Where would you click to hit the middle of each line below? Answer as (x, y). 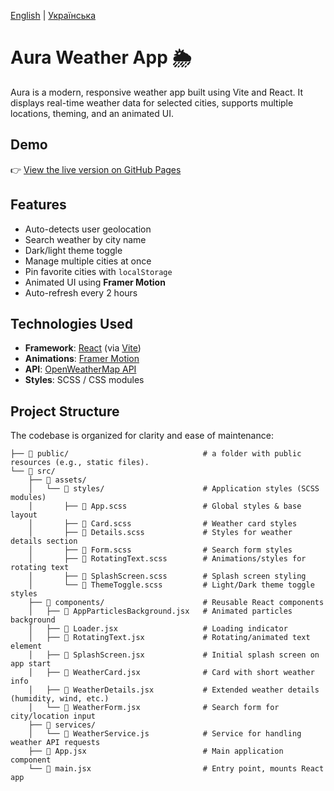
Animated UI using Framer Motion (95, 282)
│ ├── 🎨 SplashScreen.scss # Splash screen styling (167, 576)
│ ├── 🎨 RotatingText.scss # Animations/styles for (167, 559)
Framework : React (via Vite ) (83, 348)
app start (31, 664)
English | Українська (53, 15)
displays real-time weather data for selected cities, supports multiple (152, 102)
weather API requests (55, 743)
